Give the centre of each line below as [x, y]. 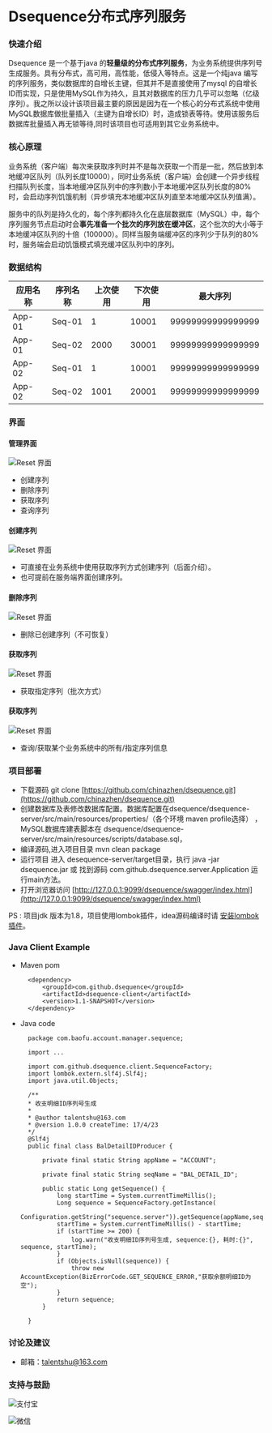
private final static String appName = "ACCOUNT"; [129, 1160]
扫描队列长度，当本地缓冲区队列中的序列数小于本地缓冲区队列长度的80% [130, 186]
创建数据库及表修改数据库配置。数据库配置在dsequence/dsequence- [135, 809]
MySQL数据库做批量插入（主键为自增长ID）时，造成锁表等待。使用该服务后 [134, 113]
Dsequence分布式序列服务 [97, 17]
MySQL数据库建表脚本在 [61, 829]
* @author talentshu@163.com [77, 1118]
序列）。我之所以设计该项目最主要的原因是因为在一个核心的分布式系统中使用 [134, 104]
